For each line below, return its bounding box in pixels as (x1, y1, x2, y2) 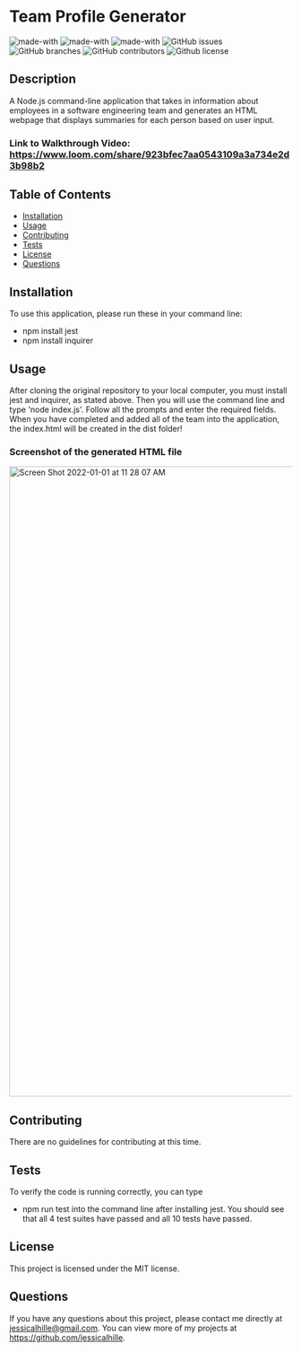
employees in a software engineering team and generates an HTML (9, 105, 258, 116)
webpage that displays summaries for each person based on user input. (9, 114, 275, 125)
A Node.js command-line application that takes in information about (9, 95, 259, 106)
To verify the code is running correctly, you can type (9, 1187, 203, 1198)
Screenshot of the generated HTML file (9, 446, 183, 459)
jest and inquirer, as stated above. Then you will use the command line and (9, 395, 285, 406)
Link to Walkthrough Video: (9, 136, 131, 149)
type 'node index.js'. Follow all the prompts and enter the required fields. (9, 404, 277, 415)
